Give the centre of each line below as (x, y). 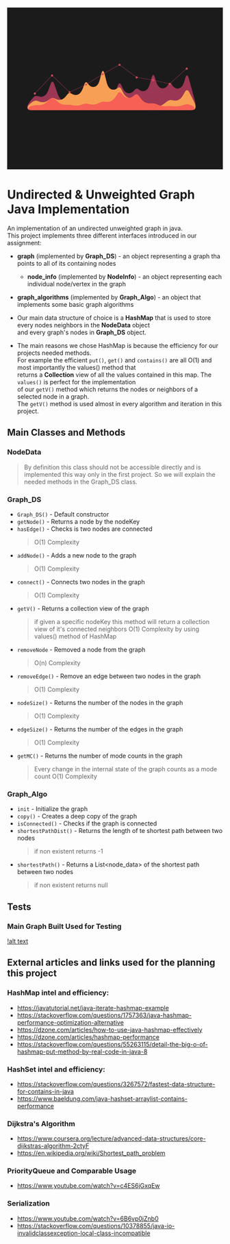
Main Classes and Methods (66, 433)
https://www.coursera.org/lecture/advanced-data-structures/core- (112, 1139)
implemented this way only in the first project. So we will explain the (119, 474)
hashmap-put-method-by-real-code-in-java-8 (82, 1052)
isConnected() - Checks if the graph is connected (87, 823)
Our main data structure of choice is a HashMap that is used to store (114, 318)
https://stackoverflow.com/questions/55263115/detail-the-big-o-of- (112, 1044)
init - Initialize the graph (52, 809)
